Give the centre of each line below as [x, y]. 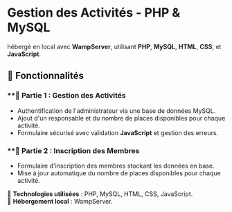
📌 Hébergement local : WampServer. [60, 201]
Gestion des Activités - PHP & [94, 13]
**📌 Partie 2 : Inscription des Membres [73, 150]
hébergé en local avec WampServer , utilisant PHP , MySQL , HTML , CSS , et [114, 46]
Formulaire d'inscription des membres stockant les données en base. [116, 166]
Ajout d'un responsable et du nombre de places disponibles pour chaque [121, 118]
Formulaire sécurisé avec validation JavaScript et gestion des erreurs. [118, 132]
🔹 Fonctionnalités [46, 76]
